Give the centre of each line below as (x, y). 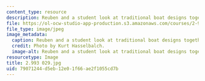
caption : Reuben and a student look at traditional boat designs (97, 40)
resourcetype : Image (33, 57)
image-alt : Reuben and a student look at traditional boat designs (99, 52)
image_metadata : (27, 35)
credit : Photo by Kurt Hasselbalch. (58, 46)
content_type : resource (37, 12)
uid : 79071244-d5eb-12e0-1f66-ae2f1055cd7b (63, 69)
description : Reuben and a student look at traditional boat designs (97, 18)
